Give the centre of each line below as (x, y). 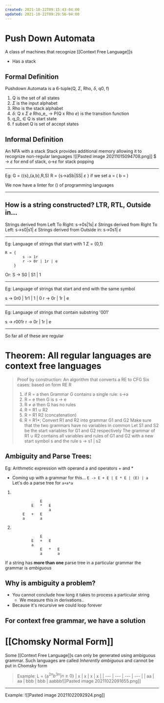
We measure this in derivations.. (52, 600)
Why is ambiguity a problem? (51, 583)
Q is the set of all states (36, 98)
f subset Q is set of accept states (45, 124)
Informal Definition (34, 139)
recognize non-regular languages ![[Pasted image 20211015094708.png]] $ (81, 157)
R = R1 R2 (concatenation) (50, 415)
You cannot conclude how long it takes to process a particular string (81, 595)
